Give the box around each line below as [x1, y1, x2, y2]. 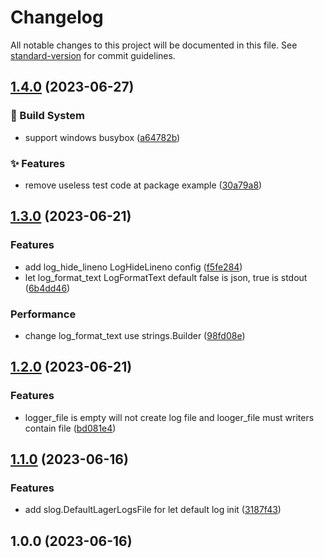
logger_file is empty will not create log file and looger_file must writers [24, 411, 315, 423]
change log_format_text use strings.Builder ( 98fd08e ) [24, 329, 246, 341]
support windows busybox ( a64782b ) [24, 131, 181, 143]
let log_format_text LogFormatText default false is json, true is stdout [24, 271, 308, 283]
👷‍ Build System [10, 109, 85, 123]
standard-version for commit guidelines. [10, 49, 176, 61]
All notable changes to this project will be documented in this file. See [10, 39, 298, 51]
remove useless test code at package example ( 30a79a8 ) [24, 179, 263, 191]
